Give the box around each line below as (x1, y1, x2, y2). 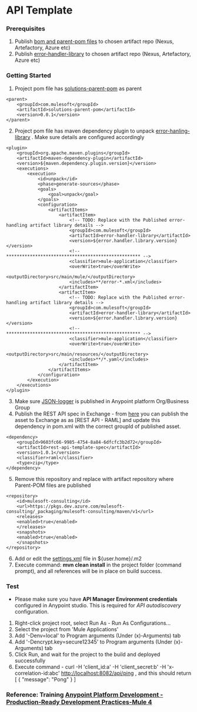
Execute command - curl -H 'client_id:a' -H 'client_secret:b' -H (14, 664, 166, 671)
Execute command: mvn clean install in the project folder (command (14, 561, 182, 568)
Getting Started (6, 71, 51, 80)
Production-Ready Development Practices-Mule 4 (6, 698, 152, 706)
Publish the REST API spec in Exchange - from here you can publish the (14, 410, 189, 417)
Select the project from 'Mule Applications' (14, 626, 119, 633)
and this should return (138, 670, 192, 677)
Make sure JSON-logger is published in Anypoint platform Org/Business (14, 397, 189, 404)
